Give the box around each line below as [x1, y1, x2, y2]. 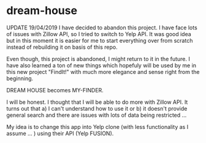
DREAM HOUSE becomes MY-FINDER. [6, 86, 104, 94]
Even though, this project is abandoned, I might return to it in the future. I [6, 55, 190, 62]
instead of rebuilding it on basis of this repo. [6, 43, 118, 51]
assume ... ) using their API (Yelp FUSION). [6, 130, 114, 137]
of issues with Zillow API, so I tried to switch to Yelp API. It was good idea [6, 30, 191, 37]
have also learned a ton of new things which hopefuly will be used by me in [6, 62, 197, 69]
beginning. [6, 75, 34, 82]
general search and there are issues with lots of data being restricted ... [6, 111, 187, 119]
